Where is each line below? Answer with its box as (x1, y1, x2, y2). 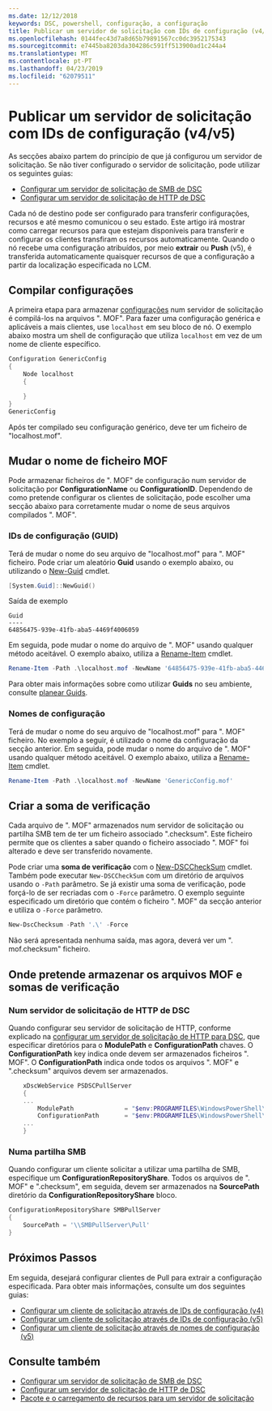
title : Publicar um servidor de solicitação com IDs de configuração (8, 27, 249, 35)
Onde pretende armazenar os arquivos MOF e (8, 968, 243, 981)
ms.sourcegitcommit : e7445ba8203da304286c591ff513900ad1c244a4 (8, 42, 227, 50)
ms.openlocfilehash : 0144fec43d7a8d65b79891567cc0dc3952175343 (8, 34, 227, 43)
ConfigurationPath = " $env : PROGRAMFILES (37, 1112, 198, 1120)
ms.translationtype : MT (8, 49, 89, 58)
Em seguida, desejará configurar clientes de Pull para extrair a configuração (8, 1272, 262, 1282)
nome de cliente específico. (8, 340, 101, 349)
